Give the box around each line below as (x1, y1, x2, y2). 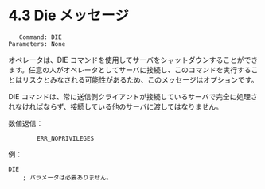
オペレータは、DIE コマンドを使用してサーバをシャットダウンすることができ (8, 55, 259, 64)
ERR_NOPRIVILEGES (37, 134, 94, 142)
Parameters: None (8, 40, 66, 48)
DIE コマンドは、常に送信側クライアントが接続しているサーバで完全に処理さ (8, 91, 259, 101)
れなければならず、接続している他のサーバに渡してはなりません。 (8, 102, 224, 111)
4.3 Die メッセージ (8, 6, 129, 25)
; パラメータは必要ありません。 (22, 173, 113, 182)
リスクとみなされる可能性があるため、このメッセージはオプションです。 (21, 75, 259, 84)
